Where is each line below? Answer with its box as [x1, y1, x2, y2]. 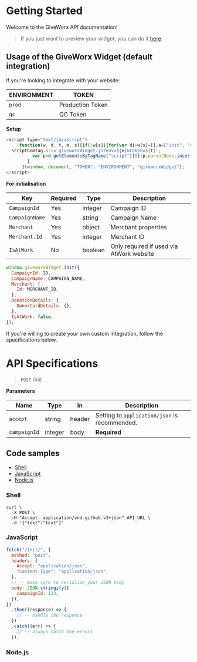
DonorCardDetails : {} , [16, 303, 72, 309]
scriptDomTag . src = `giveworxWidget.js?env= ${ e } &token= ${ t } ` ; [11, 148, 161, 153]
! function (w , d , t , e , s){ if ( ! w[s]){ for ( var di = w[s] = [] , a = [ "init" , [16, 142, 185, 148]
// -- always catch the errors [16, 628, 93, 634]
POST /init [20, 376, 42, 383]
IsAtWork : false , [11, 313, 54, 320]
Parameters [6, 387, 35, 394]
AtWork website [110, 249, 154, 258]
